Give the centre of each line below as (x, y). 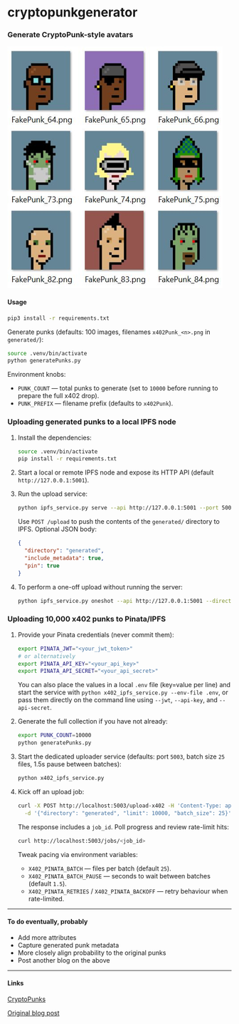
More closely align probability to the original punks (92, 953)
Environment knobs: (37, 375)
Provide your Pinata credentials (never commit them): (96, 634)
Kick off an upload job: (51, 791)
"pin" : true (42, 566)
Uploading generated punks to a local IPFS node (92, 422)
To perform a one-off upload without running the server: (100, 587)
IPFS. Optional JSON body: (57, 529)
